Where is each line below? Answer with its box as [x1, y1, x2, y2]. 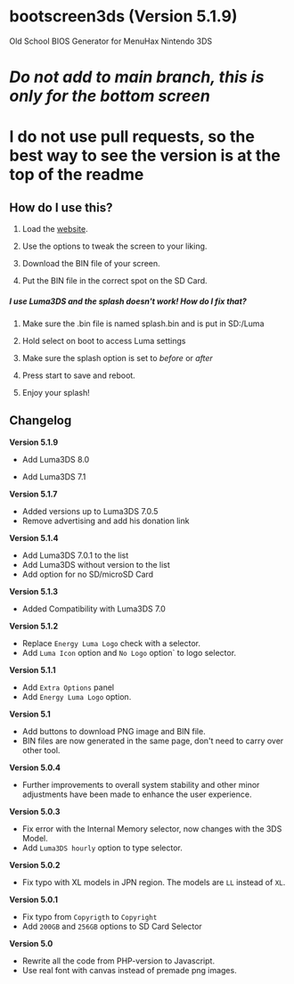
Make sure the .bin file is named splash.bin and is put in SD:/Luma [21, 318, 265, 329]
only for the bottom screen [9, 86, 211, 106]
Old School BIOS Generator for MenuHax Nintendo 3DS [9, 36, 213, 46]
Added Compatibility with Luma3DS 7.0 [21, 603, 167, 614]
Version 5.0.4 [9, 762, 61, 773]
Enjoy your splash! [21, 388, 91, 398]
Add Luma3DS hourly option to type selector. [21, 842, 183, 853]
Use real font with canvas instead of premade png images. [21, 964, 238, 975]
